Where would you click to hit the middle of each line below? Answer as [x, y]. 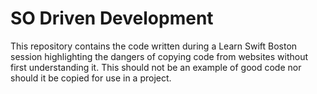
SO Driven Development [112, 18]
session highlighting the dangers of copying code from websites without [159, 56]
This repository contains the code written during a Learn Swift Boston [154, 46]
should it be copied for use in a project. [91, 78]
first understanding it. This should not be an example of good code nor [156, 67]
